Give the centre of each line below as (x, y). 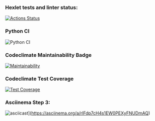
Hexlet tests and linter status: (41, 7)
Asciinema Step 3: (28, 103)
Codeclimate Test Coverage (39, 79)
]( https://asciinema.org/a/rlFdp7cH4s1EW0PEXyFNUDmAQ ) (89, 113)
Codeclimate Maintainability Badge (48, 55)
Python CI (17, 31)
